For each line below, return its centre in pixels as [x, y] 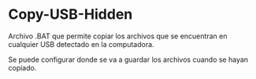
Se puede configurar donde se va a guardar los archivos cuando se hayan [128, 59]
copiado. [22, 67]
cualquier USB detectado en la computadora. [82, 44]
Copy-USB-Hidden [70, 14]
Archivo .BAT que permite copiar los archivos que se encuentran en [118, 36]
